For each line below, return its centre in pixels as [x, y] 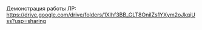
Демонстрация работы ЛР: [42, 9]
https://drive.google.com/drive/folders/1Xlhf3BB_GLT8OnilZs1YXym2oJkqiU [101, 15]
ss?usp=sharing [26, 21]
